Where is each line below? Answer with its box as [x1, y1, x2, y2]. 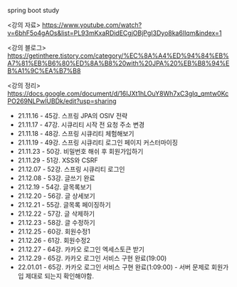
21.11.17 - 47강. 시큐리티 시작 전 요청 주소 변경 [17, 120, 144, 129]
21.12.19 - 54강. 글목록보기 [17, 183, 93, 191]
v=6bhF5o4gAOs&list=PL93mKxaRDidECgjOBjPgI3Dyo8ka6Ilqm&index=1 [7, 28, 222, 37]
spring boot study [7, 6, 60, 14]
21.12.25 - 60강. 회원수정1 [17, 227, 90, 236]
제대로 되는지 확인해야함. [25, 272, 95, 280]
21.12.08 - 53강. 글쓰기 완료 [17, 174, 95, 182]
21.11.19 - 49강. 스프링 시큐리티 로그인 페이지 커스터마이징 [17, 138, 178, 147]
